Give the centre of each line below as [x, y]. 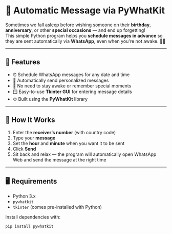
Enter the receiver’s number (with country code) [64, 132]
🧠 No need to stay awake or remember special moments [72, 86]
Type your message [34, 138]
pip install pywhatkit [29, 227]
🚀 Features [23, 62]
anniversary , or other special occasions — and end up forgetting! [76, 30]
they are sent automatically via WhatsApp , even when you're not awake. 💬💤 [85, 41]
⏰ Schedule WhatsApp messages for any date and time [71, 75]
